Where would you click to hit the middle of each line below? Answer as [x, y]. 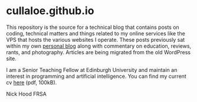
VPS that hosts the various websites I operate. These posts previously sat [96, 40]
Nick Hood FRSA [27, 94]
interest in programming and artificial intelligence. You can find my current [96, 76]
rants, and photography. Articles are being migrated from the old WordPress [98, 52]
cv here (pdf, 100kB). [32, 82]
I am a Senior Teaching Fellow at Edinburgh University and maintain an [92, 70]
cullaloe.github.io [50, 11]
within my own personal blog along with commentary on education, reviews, [99, 46]
